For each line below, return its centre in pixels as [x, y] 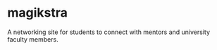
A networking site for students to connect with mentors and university [108, 32]
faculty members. [33, 39]
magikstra [38, 13]
